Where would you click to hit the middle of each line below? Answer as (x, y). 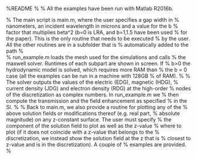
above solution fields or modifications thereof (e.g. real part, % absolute (93, 113)
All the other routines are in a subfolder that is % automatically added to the (97, 45)
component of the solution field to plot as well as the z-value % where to (94, 126)
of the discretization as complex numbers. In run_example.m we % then (93, 94)
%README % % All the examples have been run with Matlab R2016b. (90, 9)
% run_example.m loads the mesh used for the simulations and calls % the (96, 57)
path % (15, 51)
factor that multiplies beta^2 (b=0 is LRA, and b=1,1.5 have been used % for (97, 32)
